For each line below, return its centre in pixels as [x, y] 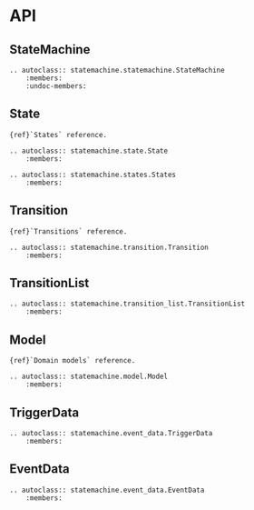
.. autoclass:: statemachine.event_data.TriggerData [111, 434]
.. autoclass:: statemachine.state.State [89, 151]
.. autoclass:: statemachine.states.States [93, 175]
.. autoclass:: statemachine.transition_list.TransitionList [127, 304]
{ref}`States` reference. [58, 135]
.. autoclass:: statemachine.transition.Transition [109, 247]
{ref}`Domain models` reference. [73, 361]
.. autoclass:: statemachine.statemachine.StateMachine [117, 70]
